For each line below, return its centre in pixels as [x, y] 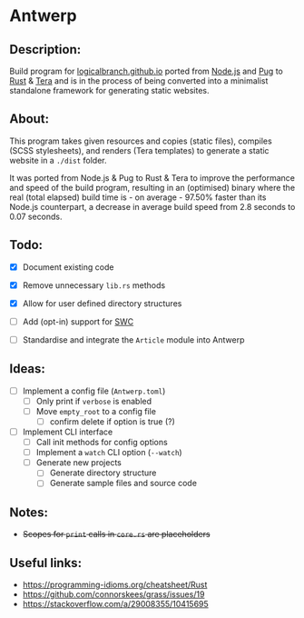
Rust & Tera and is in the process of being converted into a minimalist [139, 81]
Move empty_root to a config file [96, 411]
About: [29, 119]
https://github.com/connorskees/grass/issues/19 [113, 594]
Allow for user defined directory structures [102, 303]
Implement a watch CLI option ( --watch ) [109, 453]
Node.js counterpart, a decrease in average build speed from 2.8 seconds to [152, 206]
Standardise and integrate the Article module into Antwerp [133, 339]
